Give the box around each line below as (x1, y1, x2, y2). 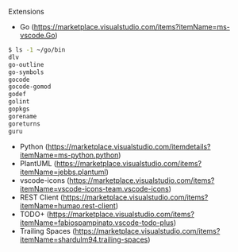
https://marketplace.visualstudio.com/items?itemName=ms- (33, 22, 230, 31)
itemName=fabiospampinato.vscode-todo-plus (19, 218, 175, 227)
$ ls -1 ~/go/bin (8, 46, 66, 54)
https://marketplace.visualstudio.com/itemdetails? (47, 142, 212, 151)
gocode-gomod (8, 83, 52, 91)
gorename (8, 112, 37, 120)
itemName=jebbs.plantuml (19, 167, 106, 176)
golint (8, 98, 30, 106)
